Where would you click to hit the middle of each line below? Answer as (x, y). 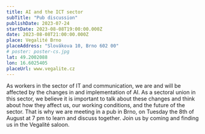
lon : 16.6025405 (27, 63)
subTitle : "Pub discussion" (42, 18)
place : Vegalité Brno (34, 40)
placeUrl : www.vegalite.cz (41, 69)
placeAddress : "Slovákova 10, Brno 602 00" (63, 46)
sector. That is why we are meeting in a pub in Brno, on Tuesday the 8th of (100, 112)
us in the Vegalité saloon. (38, 125)
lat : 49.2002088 (27, 57)
